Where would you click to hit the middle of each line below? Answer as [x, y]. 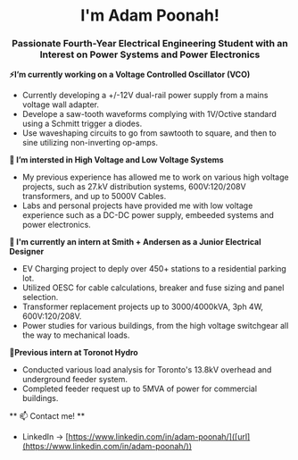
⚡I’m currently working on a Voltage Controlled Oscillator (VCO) [130, 75]
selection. [40, 297]
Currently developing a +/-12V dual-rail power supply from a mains [145, 96]
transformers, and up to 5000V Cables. [94, 197]
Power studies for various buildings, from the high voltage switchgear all [155, 326]
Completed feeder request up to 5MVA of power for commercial [139, 389]
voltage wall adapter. [61, 105]
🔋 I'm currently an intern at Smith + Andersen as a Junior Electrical [135, 242]
